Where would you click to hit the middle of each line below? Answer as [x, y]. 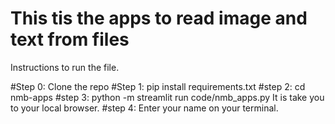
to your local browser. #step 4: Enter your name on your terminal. [144, 108]
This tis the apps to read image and [159, 18]
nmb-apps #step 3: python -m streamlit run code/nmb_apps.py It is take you [167, 97]
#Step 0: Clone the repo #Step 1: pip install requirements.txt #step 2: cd [158, 86]
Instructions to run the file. [65, 67]
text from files [70, 39]
